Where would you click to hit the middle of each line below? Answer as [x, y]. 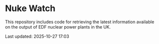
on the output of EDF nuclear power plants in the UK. [58, 27]
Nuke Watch [30, 8]
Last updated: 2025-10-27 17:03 [37, 36]
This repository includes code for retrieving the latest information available [80, 22]
